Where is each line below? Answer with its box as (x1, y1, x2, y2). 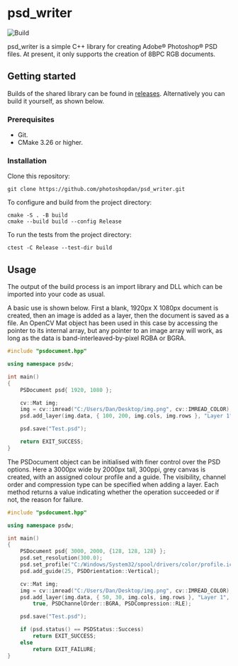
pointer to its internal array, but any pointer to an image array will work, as (7, 327, 223, 335)
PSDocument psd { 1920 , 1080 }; (20, 386, 113, 393)
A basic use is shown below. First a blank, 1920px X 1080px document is (7, 304, 219, 312)
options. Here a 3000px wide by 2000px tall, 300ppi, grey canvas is (7, 465, 206, 474)
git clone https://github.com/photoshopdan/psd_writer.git (7, 186, 186, 193)
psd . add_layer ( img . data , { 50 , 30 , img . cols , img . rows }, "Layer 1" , (20, 594, 230, 601)
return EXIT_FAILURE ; (33, 645, 97, 653)
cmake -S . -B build (7, 212, 69, 219)
